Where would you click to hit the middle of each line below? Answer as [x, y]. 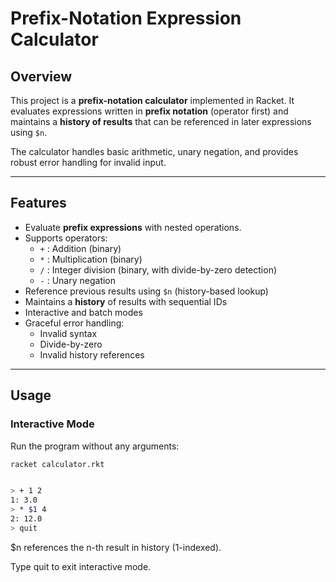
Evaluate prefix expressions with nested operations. [133, 227]
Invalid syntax [68, 333]
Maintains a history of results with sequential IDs [126, 301]
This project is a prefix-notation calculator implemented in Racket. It [152, 100]
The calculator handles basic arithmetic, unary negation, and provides [154, 151]
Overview [41, 76]
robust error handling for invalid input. [88, 162]
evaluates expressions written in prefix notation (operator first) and [149, 111]
